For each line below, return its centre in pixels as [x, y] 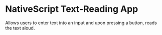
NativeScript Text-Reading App [72, 9]
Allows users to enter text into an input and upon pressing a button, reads [81, 23]
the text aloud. [20, 28]
